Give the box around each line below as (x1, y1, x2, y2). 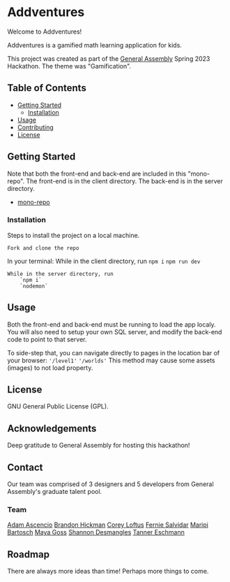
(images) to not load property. (7, 363, 93, 371)
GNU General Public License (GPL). (7, 402, 109, 411)
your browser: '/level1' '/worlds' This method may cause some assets (7, 356, 215, 364)
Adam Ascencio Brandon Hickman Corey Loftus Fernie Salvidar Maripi (7, 520, 209, 529)
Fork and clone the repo (7, 244, 79, 252)
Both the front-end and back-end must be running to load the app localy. (7, 320, 216, 329)
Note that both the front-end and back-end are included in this (7, 169, 187, 178)
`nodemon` (20, 283, 49, 290)
